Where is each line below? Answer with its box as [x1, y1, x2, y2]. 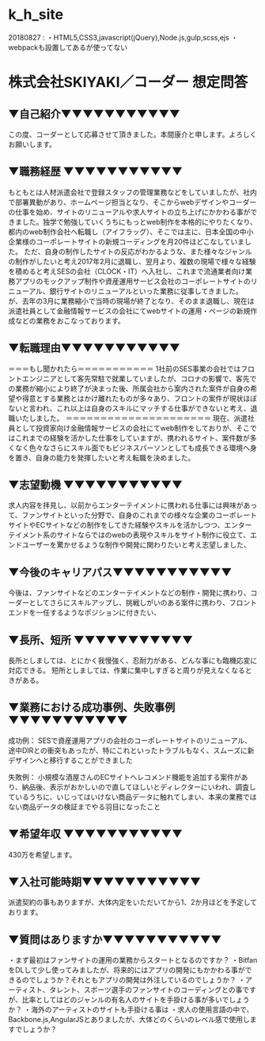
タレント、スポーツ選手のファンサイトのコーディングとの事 [48, 985, 243, 994]
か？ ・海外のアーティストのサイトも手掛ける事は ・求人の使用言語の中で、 [8, 1005, 254, 1014]
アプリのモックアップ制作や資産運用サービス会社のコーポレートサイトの [14, 276, 251, 286]
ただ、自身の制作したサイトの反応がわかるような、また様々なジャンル [23, 247, 252, 256]
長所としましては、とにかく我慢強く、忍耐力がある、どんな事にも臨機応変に [8, 656, 258, 665]
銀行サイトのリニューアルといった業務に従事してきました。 [49, 286, 243, 296]
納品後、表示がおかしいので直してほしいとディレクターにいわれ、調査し [21, 782, 256, 792]
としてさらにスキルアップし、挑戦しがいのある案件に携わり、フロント [28, 598, 258, 608]
